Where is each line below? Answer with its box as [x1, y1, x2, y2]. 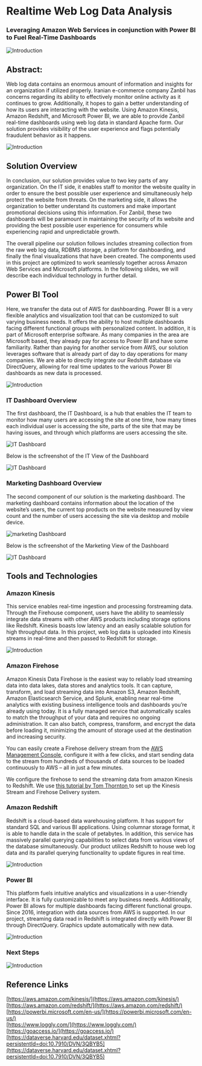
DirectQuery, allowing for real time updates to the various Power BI [6, 363, 172, 370]
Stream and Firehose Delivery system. [6, 788, 101, 795]
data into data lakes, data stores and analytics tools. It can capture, [6, 681, 173, 689]
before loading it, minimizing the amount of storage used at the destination [6, 727, 192, 734]
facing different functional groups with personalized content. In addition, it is [6, 324, 196, 332]
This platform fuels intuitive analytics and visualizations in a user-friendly [6, 889, 188, 897]
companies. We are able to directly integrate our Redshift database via [6, 356, 181, 364]
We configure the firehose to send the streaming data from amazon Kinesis [6, 775, 193, 783]
